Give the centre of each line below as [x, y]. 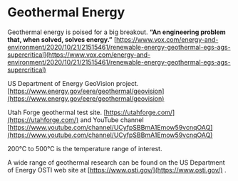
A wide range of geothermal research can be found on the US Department [117, 162]
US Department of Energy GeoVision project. [73, 83]
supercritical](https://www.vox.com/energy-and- [79, 55]
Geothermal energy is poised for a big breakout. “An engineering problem [117, 32]
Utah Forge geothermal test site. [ [57, 112]
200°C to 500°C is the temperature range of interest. [85, 148]
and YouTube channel [112, 120]
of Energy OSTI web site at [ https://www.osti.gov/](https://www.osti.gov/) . [117, 170]
